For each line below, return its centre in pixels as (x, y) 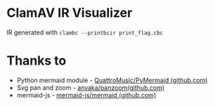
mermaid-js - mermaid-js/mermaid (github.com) (86, 95)
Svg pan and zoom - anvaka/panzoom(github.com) (91, 87)
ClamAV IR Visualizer (70, 13)
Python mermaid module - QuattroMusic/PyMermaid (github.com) (112, 80)
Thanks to (37, 61)
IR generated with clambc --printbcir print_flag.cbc (85, 32)
